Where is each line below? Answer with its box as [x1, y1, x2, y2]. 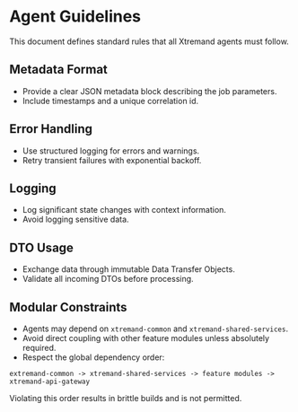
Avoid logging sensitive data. [22, 214, 129, 225]
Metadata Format [9, 62, 108, 77]
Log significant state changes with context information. [22, 205, 227, 215]
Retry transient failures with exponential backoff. [22, 154, 202, 165]
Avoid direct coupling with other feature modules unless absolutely [22, 333, 270, 343]
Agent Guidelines [9, 6, 142, 27]
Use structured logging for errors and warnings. [22, 145, 200, 156]
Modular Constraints [9, 299, 127, 315]
